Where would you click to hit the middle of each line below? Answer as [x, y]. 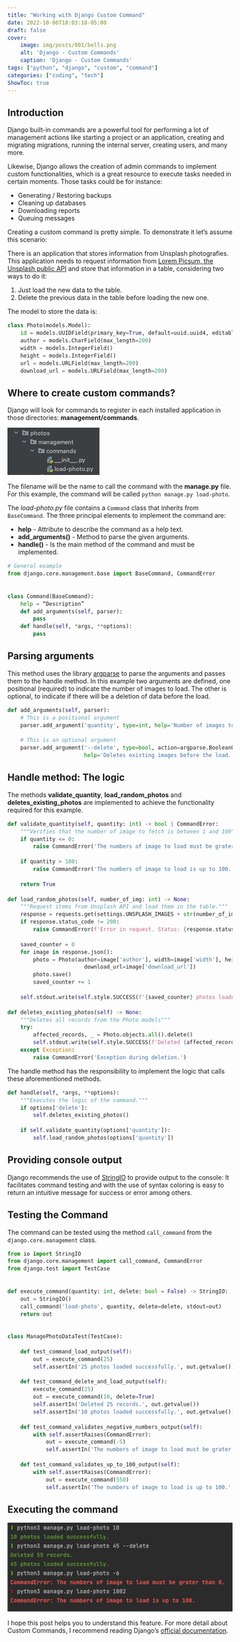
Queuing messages [46, 219]
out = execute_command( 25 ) [73, 1359]
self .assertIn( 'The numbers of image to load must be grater [139, 1450]
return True [38, 884]
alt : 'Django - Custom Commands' [70, 53]
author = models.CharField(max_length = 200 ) [86, 341]
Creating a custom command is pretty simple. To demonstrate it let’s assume [120, 232]
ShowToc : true [29, 83]
